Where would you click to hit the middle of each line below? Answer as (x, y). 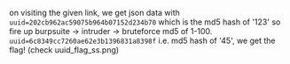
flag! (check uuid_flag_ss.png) (64, 50)
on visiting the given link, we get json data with (94, 13)
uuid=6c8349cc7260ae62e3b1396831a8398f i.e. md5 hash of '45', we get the (142, 40)
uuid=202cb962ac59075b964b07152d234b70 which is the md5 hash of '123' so (145, 22)
